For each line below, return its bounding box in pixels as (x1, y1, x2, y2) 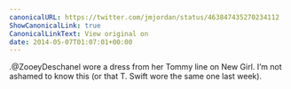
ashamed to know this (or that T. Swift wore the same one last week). (9, 71, 263, 82)
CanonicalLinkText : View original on (9, 29, 149, 38)
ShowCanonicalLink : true (9, 21, 101, 30)
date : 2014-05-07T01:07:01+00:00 (9, 37, 133, 47)
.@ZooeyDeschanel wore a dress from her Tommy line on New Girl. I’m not (9, 62, 282, 72)
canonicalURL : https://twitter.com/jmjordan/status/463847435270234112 (9, 12, 279, 22)
